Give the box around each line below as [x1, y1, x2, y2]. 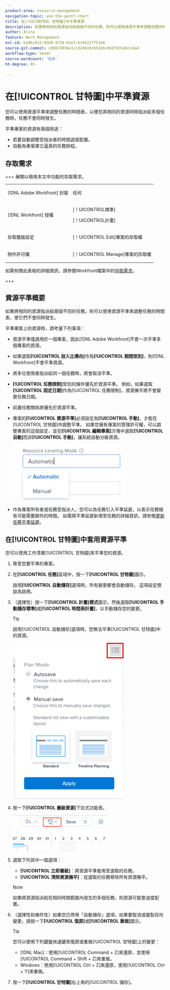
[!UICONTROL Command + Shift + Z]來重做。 [20, 956, 115, 962]
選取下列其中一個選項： [12, 857, 62, 863]
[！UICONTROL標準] [72, 207, 116, 212]
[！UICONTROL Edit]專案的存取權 [72, 234, 143, 240]
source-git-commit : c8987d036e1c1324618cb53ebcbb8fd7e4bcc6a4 [5, 46, 139, 51]
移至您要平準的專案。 [12, 560, 57, 566]
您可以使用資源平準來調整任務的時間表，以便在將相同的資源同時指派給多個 [5, 109, 160, 115]
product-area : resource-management [5, 8, 80, 13]
